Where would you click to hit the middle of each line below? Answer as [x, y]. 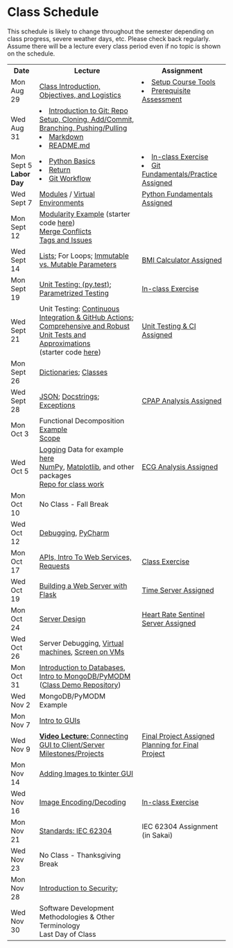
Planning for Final [170, 744]
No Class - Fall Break [74, 504]
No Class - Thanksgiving [80, 855]
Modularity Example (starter [85, 214]
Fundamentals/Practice [180, 174]
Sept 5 [21, 165]
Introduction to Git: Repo [88, 111]
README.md [69, 145]
